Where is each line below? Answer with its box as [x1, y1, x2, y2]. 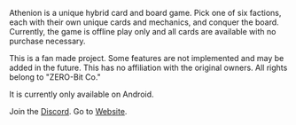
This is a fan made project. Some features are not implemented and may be [9, 53, 284, 63]
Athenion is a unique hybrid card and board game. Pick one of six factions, [9, 8, 282, 18]
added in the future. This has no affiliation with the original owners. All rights [9, 62, 288, 73]
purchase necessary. [9, 35, 86, 46]
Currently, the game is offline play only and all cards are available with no [9, 27, 277, 36]
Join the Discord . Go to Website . [9, 106, 128, 116]
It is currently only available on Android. [9, 89, 154, 99]
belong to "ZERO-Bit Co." [9, 72, 102, 82]
